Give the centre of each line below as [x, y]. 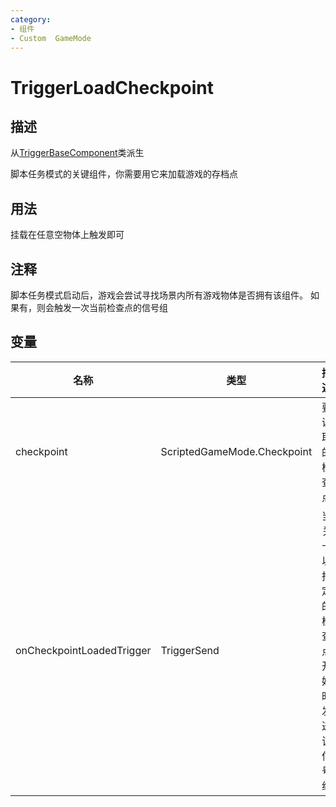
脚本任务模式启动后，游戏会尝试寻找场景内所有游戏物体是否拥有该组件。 [159, 295]
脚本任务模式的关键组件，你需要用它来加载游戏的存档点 [124, 174]
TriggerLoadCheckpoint [112, 87]
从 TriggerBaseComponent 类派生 [77, 153]
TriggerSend [190, 650]
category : [31, 19]
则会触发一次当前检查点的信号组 [102, 307]
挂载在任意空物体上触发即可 [67, 235]
